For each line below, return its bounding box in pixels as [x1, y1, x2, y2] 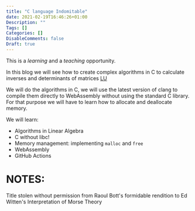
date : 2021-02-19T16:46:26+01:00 [6, 14, 88, 20]
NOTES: [6, 173, 45, 186]
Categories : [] [6, 30, 43, 36]
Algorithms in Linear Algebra [14, 127, 84, 134]
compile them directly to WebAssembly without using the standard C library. [6, 92, 190, 99]
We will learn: [6, 116, 39, 123]
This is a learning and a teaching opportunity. [6, 57, 116, 64]
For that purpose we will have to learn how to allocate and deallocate [6, 98, 173, 105]
